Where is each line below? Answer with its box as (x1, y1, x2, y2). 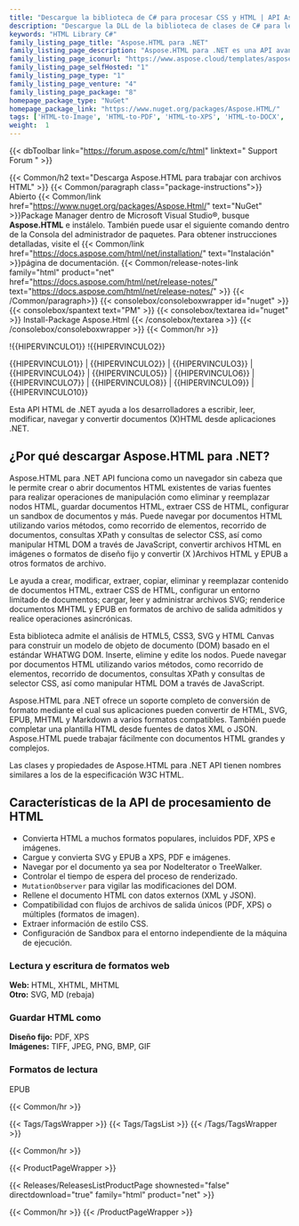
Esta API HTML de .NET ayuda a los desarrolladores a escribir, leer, (9, 404, 255, 415)
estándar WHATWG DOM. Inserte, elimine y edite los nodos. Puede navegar (9, 649, 287, 660)
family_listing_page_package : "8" (9, 87, 138, 96)
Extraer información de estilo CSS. (21, 918, 149, 929)
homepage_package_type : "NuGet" (9, 95, 129, 105)
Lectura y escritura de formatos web (9, 959, 170, 972)
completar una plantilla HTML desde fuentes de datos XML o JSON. (9, 724, 258, 734)
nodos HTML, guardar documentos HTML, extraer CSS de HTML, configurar (9, 501, 289, 511)
